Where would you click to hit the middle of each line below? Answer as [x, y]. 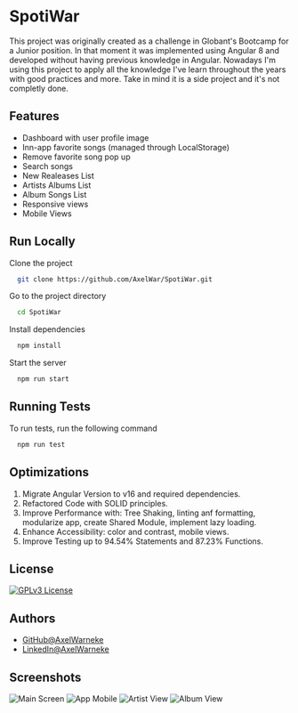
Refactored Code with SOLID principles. [95, 503]
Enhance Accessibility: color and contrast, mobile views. [125, 531]
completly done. [39, 88]
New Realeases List [58, 175]
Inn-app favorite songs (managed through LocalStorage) [125, 147]
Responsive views [55, 204]
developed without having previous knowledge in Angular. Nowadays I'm [142, 60]
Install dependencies [48, 329]
